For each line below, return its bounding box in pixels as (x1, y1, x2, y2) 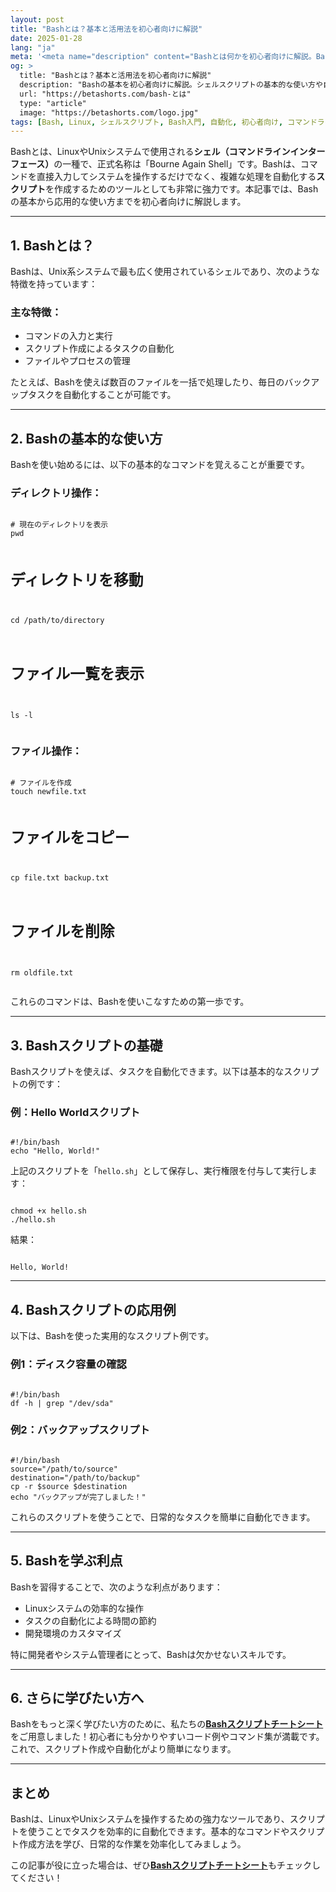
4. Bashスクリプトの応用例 (10, 1301, 177, 1318)
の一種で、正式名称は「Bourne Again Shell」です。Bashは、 (53, 158, 301, 170)
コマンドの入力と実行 (24, 330, 113, 342)
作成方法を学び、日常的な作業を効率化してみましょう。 (18, 1838, 247, 1850)
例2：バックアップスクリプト (10, 1423, 150, 1437)
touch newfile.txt (10, 787, 87, 797)
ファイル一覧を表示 (10, 664, 145, 683)
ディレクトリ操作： (10, 486, 103, 500)
